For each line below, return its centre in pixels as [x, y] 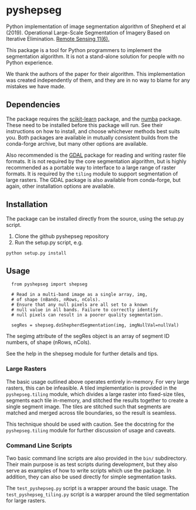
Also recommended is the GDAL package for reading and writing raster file [96, 155]
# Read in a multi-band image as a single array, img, [80, 295]
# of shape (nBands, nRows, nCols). [56, 300]
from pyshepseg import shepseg [49, 284]
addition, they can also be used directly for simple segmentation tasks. [91, 477]
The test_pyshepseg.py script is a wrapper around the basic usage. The [92, 488]
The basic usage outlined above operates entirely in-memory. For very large [98, 381]
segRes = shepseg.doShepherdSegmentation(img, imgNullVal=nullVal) [95, 325]
